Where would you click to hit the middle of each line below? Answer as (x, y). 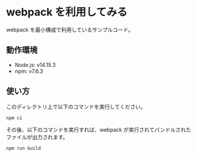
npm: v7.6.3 (29, 71)
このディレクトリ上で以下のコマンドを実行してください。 (76, 107)
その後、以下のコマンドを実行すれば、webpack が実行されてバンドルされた (99, 129)
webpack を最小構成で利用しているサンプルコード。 (70, 30)
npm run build (24, 148)
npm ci (14, 118)
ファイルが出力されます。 (37, 137)
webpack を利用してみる (67, 12)
